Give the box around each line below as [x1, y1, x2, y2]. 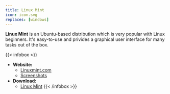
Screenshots [20, 73, 47, 79]
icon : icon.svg [5, 12, 38, 17]
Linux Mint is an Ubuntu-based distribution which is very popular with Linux [5, 31, 165, 37]
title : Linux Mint [5, 7, 44, 13]
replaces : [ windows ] [5, 17, 50, 22]
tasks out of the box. [5, 42, 48, 48]
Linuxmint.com [20, 67, 52, 73]
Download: [12, 78, 37, 84]
